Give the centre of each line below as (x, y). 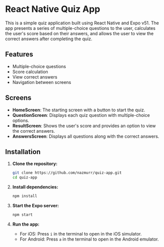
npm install (25, 196)
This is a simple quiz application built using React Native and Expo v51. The (82, 23)
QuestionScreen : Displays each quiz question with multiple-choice (81, 115)
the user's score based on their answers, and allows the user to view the (80, 33)
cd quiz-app (25, 177)
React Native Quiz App (53, 9)
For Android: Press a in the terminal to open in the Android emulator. (89, 239)
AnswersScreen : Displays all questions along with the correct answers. (86, 136)
